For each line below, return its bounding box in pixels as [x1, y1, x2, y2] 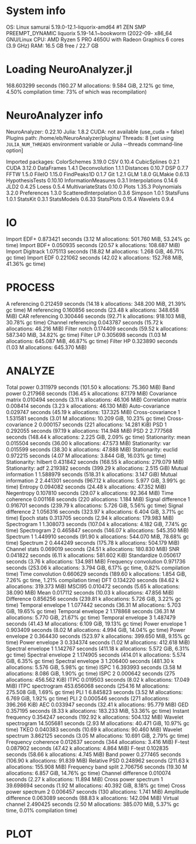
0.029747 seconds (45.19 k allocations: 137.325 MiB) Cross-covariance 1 [6, 408, 180, 415]
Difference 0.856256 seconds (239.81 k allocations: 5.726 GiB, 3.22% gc [6, 595, 181, 602]
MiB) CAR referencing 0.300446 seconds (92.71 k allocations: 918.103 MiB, [6, 312, 187, 320]
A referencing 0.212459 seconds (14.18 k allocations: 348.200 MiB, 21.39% [6, 300, 187, 307]
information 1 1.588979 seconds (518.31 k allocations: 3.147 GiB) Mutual [6, 470, 177, 478]
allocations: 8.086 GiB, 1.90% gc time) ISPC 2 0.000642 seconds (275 [6, 669, 176, 677]
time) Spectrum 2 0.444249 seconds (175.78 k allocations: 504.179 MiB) [6, 539, 180, 546]
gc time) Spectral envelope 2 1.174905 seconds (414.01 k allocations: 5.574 [6, 651, 186, 658]
